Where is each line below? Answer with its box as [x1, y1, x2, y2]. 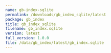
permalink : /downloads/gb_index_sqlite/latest [5, 12, 106, 17]
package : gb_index [5, 17, 45, 22]
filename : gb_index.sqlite [5, 26, 63, 31]
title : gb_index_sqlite [5, 21, 56, 27]
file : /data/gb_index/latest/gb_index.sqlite [5, 40, 104, 45]
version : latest [5, 31, 40, 36]
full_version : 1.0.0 [5, 36, 50, 41]
